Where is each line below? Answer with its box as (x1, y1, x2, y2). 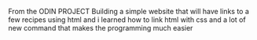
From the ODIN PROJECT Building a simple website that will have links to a (8, 7, 250, 16)
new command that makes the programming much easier (8, 24, 193, 32)
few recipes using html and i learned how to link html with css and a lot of (8, 15, 246, 24)
